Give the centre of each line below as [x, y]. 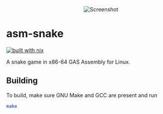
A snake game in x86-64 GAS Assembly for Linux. [68, 62]
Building [22, 81]
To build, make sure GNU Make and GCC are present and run [82, 95]
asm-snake [35, 34]
